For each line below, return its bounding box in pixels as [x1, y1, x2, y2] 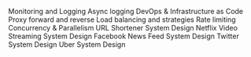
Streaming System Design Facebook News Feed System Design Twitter [8, 31, 240, 41]
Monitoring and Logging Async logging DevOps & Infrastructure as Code [8, 7, 244, 16]
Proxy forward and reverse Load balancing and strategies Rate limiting [8, 15, 236, 24]
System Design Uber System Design [8, 40, 126, 49]
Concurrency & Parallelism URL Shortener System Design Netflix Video [8, 23, 238, 32]
